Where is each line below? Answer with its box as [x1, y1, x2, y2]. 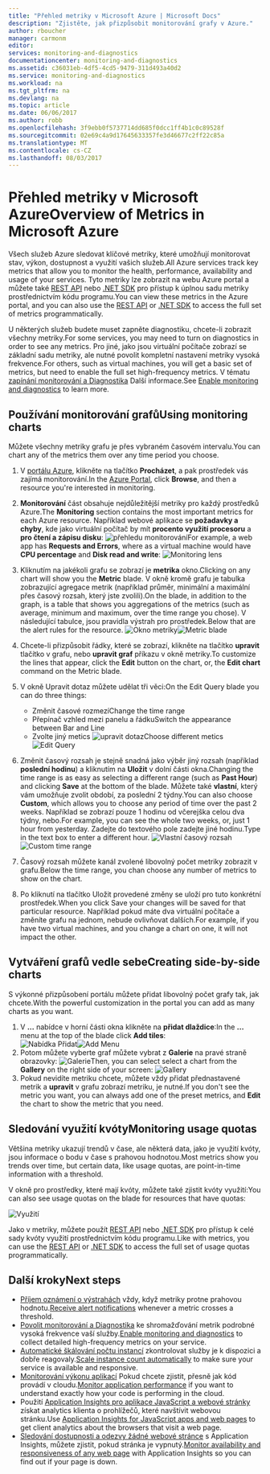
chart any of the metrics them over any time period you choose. [8, 450, 219, 459]
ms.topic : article [8, 101, 70, 109]
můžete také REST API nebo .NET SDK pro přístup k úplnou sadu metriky [8, 283, 249, 294]
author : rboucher [8, 27, 67, 35]
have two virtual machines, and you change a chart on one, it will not [19, 924, 248, 933]
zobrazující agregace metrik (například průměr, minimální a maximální [19, 582, 251, 592]
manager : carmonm [8, 34, 67, 43]
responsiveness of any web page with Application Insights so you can [19, 1448, 252, 1458]
